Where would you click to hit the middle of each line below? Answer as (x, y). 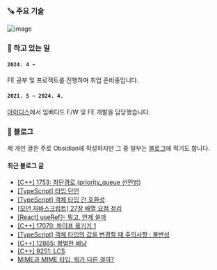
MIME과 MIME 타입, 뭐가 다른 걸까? (66, 260)
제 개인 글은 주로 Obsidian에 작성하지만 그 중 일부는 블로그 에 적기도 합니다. (109, 148)
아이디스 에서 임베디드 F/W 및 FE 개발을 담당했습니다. (79, 112)
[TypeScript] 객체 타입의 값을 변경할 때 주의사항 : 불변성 (94, 234)
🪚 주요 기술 (26, 10)
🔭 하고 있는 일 (29, 48)
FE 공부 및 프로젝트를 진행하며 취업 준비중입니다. (73, 80)
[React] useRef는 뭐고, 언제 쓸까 (62, 217)
